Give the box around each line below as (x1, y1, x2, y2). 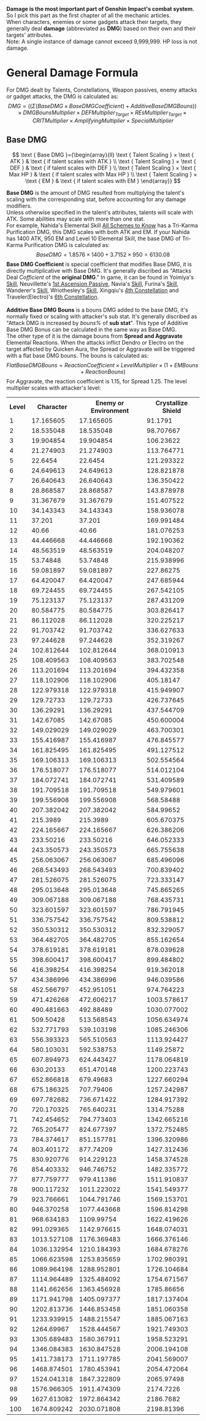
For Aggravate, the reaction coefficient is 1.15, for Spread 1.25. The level (6, 377, 187, 385)
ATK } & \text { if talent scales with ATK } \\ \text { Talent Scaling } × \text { (10, 157, 196, 165)
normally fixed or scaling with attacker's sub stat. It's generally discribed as (6, 313, 197, 320)
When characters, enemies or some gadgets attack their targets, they (6, 18, 182, 25)
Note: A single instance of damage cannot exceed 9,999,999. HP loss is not (6, 38, 197, 45)
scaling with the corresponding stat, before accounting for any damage (6, 195, 186, 203)
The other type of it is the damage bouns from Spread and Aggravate (6, 332, 183, 340)
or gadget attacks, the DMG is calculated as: (6, 92, 119, 100)
